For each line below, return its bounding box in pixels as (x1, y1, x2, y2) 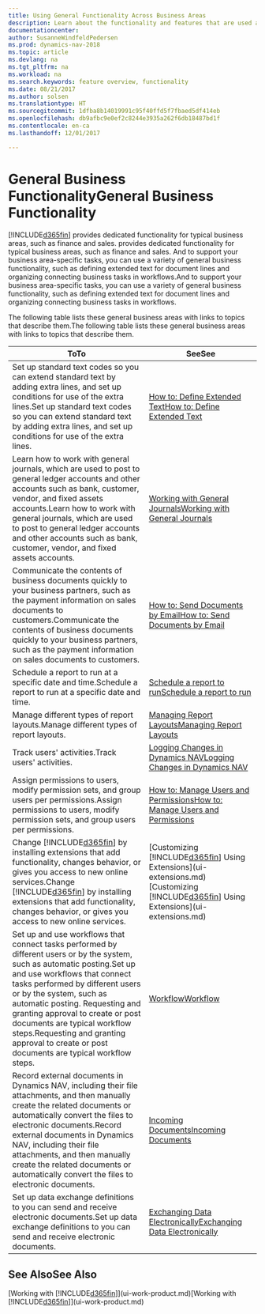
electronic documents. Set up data (12, 1211, 138, 1222)
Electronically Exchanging (148, 1216, 243, 1227)
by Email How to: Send (148, 610, 230, 621)
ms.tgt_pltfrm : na (8, 63, 69, 71)
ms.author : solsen (8, 93, 69, 100)
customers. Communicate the (12, 614, 120, 625)
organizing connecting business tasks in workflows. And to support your (8, 272, 242, 281)
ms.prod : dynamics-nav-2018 (8, 41, 101, 49)
